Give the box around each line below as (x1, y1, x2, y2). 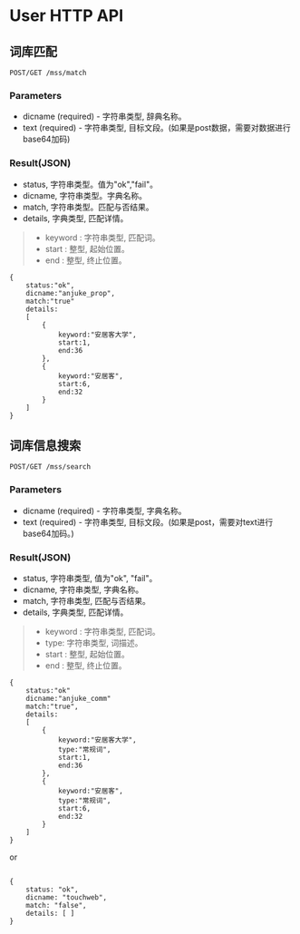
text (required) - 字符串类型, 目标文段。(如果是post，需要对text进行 (22, 516, 274, 527)
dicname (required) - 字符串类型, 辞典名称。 (22, 111, 187, 122)
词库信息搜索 (9, 437, 82, 453)
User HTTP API (9, 5, 124, 26)
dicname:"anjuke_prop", (25, 288, 116, 297)
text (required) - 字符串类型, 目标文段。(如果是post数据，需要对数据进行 (22, 122, 292, 133)
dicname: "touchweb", (25, 893, 107, 902)
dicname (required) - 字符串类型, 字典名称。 (22, 505, 187, 516)
